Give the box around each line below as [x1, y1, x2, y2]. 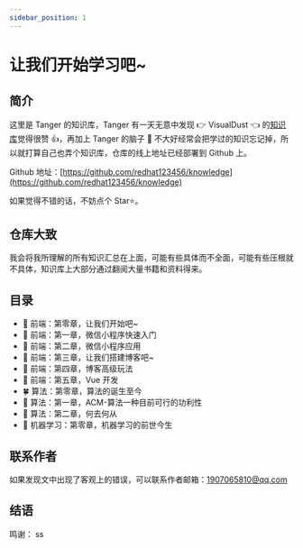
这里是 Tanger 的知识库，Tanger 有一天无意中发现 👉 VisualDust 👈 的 [9, 119, 271, 130]
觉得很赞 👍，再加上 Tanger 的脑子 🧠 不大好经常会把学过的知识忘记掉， [17, 132, 281, 144]
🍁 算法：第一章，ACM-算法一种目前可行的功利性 [22, 397, 203, 408]
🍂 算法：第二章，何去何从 [22, 408, 117, 419]
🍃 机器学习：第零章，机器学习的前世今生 [22, 420, 173, 431]
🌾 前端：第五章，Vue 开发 [22, 375, 119, 386]
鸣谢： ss [9, 528, 44, 539]
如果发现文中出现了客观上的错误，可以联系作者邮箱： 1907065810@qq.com [9, 474, 289, 485]
